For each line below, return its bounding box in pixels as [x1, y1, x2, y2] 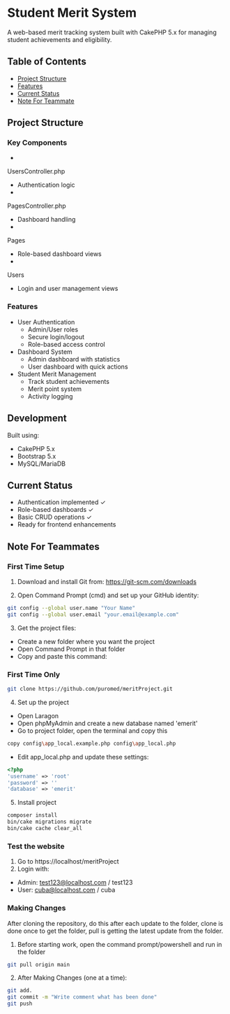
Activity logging [27, 392, 73, 400]
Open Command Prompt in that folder [17, 645, 125, 653]
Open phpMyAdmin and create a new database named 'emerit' [17, 719, 198, 727]
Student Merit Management [17, 369, 96, 378]
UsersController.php [7, 167, 66, 176]
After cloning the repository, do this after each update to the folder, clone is [7, 919, 224, 927]
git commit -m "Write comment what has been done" [7, 994, 158, 1001]
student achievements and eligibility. [7, 35, 112, 43]
